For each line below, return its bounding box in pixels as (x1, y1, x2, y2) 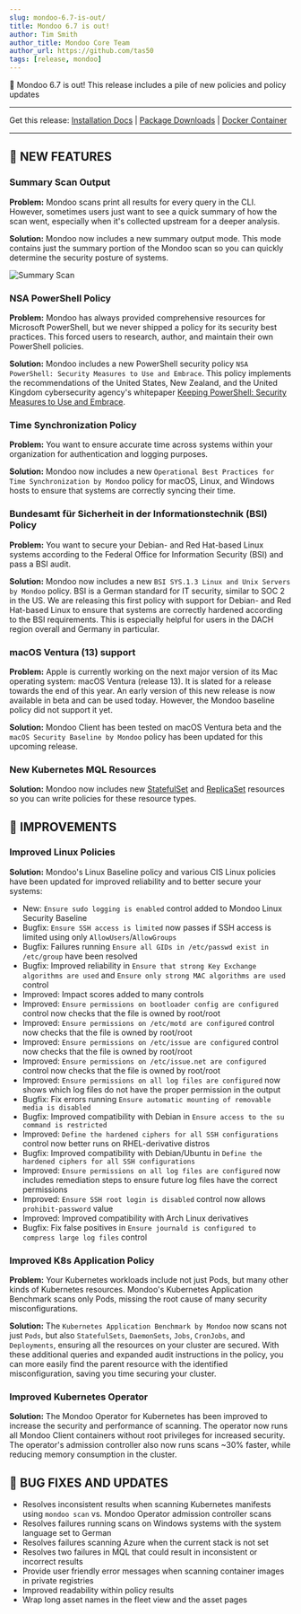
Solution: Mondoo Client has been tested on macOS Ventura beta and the (9, 722, 282, 732)
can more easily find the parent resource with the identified (9, 1359, 228, 1370)
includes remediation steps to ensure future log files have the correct (21, 1174, 278, 1185)
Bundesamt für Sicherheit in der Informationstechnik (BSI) (9, 508, 268, 521)
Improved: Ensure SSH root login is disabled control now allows (21, 1193, 266, 1204)
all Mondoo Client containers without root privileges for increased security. (9, 1430, 286, 1441)
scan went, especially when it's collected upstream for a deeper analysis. (9, 215, 280, 226)
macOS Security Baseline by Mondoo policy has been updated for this (9, 731, 263, 741)
